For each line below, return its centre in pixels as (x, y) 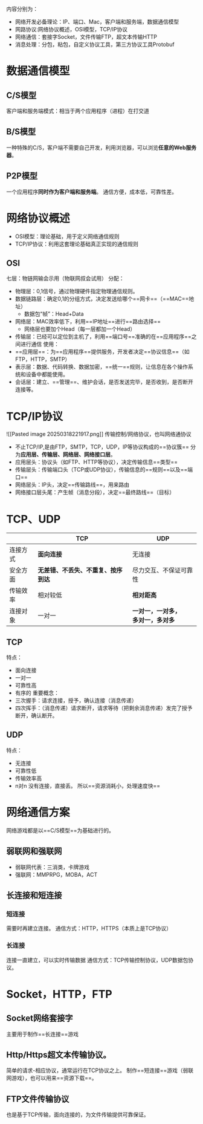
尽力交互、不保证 (156, 570)
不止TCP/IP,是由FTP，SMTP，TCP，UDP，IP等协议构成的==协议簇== (102, 447)
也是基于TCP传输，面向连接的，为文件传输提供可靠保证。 (78, 1115)
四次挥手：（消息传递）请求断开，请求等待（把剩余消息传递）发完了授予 (104, 708)
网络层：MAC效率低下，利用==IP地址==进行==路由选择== (88, 322)
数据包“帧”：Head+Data (54, 314)
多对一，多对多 (153, 620)
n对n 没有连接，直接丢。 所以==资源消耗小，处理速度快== (88, 785)
